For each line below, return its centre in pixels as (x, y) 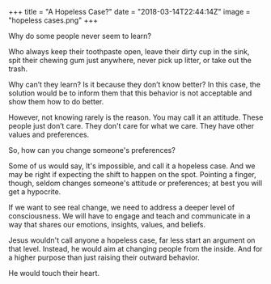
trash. (18, 69)
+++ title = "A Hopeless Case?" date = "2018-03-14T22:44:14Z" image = (129, 12)
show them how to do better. (56, 102)
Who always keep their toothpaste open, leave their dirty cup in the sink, (129, 51)
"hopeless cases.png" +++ (53, 20)
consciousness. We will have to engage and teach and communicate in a (129, 216)
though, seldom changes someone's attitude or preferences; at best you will (135, 183)
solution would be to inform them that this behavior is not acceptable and (130, 93)
